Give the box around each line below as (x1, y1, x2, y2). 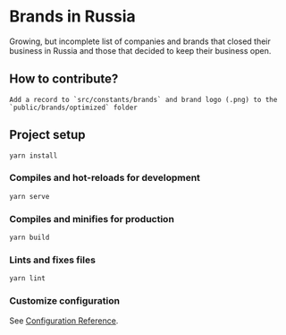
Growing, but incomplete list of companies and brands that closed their (9, 36, 271, 47)
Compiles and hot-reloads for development (9, 172, 201, 185)
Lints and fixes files (9, 253, 97, 266)
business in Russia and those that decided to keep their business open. (9, 45, 272, 56)
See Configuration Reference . (9, 315, 119, 326)
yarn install (9, 150, 58, 160)
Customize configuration (9, 295, 121, 307)
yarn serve (9, 192, 50, 201)
